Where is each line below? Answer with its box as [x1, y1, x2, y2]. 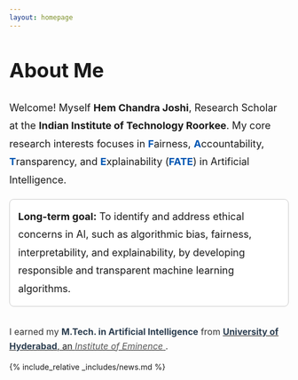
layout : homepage [9, 12, 74, 22]
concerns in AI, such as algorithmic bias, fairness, [18, 228, 253, 241]
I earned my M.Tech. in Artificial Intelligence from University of [9, 325, 279, 337]
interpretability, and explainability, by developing [18, 246, 246, 258]
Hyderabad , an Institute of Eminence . [9, 339, 169, 352]
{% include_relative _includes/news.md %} [9, 361, 166, 373]
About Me [9, 58, 105, 83]
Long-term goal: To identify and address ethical [18, 210, 245, 223]
